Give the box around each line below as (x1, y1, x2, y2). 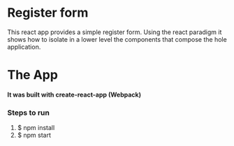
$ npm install (17, 124, 55, 132)
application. (7, 42, 41, 51)
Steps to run (7, 108, 50, 117)
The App (7, 67, 58, 83)
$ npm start (17, 131, 51, 140)
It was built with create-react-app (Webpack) (7, 90, 142, 99)
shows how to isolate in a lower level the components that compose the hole (7, 35, 227, 43)
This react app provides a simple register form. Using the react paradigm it (7, 28, 222, 36)
